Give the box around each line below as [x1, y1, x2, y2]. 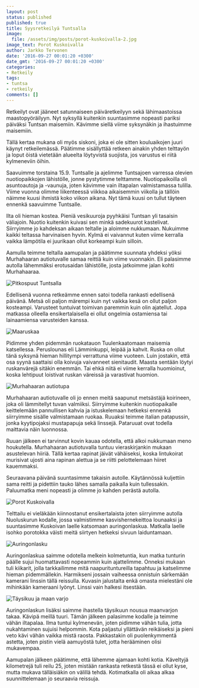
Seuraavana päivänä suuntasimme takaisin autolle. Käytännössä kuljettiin [6, 474, 185, 481]
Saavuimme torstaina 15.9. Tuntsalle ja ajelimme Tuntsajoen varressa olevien [6, 169, 193, 176]
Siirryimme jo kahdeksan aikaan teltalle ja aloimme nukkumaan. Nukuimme [6, 224, 189, 232]
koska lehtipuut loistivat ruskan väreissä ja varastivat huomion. [6, 371, 159, 378]
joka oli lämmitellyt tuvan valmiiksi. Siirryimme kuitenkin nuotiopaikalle [6, 400, 178, 408]
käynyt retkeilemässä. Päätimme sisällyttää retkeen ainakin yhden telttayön [6, 145, 189, 152]
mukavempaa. [6, 644, 41, 652]
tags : [6, 75, 20, 81]
